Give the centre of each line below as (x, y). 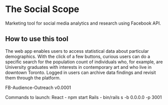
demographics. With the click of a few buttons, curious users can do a (78, 56)
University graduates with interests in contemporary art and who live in (78, 67)
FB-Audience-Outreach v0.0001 (38, 87)
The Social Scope (42, 9)
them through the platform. (33, 78)
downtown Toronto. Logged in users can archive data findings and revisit (81, 72)
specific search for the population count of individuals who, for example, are (84, 62)
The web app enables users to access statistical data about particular (77, 51)
